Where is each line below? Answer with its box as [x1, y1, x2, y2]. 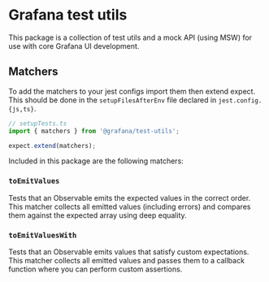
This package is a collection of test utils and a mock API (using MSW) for [8, 33, 253, 42]
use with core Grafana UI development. [8, 41, 140, 50]
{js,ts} [8, 105, 35, 113]
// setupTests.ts [8, 119, 67, 128]
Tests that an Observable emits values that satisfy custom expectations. [8, 246, 249, 257]
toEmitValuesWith [8, 230, 77, 240]
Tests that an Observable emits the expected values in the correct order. [8, 193, 251, 202]
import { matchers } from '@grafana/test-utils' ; [8, 127, 180, 135]
